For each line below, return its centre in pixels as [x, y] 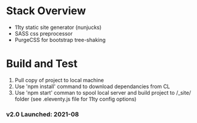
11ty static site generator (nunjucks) [58, 27]
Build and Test [42, 64]
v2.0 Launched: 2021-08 [43, 114]
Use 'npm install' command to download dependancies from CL [92, 86]
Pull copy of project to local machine [59, 80]
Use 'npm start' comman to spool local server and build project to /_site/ [103, 92]
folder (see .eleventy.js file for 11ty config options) [75, 99]
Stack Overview [46, 11]
